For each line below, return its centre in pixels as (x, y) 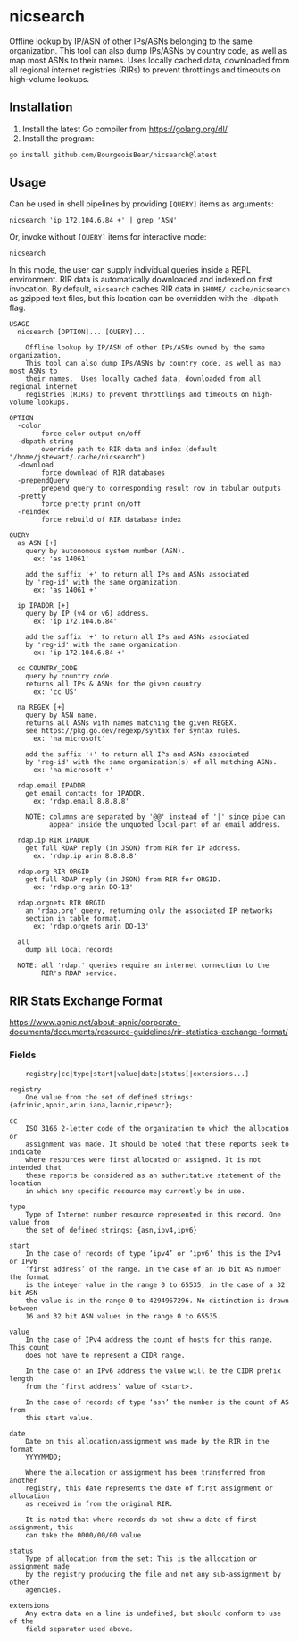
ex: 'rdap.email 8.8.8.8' (81, 802)
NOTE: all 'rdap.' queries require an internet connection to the (143, 966)
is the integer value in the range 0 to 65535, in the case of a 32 (155, 1284)
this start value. (59, 1418)
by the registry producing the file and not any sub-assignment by (153, 1574)
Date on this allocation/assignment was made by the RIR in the (147, 1441)
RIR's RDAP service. (79, 973)
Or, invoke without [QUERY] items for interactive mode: (108, 237)
